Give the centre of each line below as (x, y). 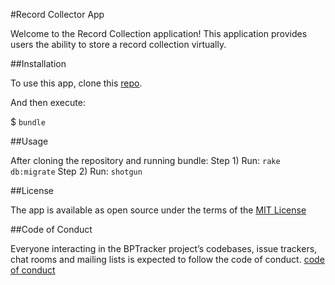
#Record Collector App (57, 14)
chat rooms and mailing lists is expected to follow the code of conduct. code (167, 259)
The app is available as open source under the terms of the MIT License (158, 210)
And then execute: (48, 102)
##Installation (38, 63)
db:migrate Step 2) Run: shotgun (76, 171)
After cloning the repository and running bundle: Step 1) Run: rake (145, 160)
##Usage (29, 141)
